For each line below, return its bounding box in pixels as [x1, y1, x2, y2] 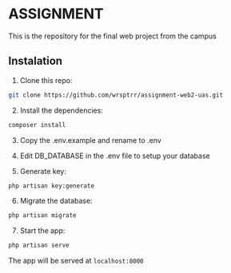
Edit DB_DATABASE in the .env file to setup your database [19, 151, 210, 160]
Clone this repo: [19, 75, 73, 85]
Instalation [8, 54, 62, 68]
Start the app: [19, 226, 66, 235]
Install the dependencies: [19, 105, 104, 115]
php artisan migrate [8, 212, 78, 220]
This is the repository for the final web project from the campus [8, 31, 217, 41]
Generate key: [19, 166, 66, 176]
